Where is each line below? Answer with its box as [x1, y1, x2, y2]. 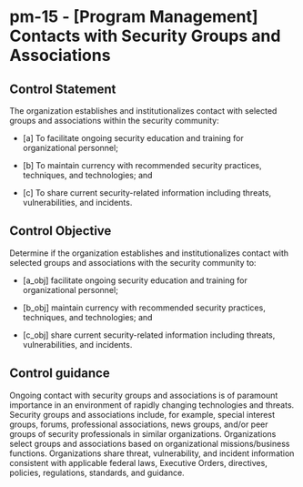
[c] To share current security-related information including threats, [22, 188, 272, 198]
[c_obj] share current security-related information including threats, [22, 330, 276, 340]
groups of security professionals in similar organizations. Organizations [9, 428, 277, 439]
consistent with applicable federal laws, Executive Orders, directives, [9, 457, 268, 468]
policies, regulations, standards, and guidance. [9, 467, 185, 478]
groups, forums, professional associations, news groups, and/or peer [9, 419, 268, 430]
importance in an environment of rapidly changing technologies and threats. [9, 399, 295, 411]
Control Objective [9, 223, 112, 238]
